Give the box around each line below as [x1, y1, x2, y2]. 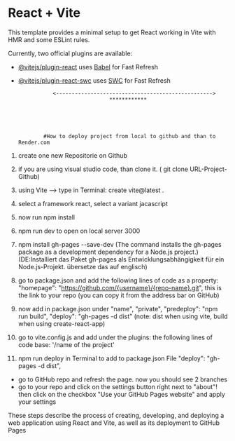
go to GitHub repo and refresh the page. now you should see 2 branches [17, 375, 228, 384]
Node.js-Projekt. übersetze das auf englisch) [17, 262, 148, 271]
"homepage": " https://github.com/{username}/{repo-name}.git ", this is [17, 283, 222, 292]
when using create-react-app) [17, 319, 106, 327]
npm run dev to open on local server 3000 [17, 226, 141, 235]
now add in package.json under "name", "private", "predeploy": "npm [17, 304, 218, 313]
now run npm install [17, 212, 76, 222]
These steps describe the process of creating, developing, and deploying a [8, 411, 225, 419]
